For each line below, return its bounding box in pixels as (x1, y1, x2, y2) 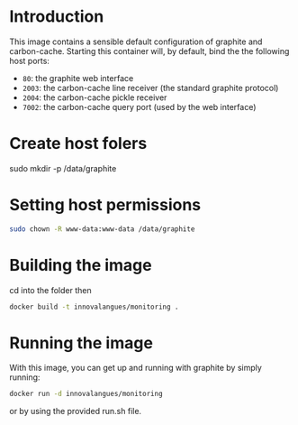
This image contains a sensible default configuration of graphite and (9, 36, 263, 47)
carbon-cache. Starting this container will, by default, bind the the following (9, 45, 290, 56)
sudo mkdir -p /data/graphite (9, 162, 117, 173)
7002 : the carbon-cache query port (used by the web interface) (22, 101, 257, 112)
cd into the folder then (9, 284, 92, 295)
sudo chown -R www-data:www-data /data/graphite (9, 224, 195, 234)
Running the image (9, 332, 153, 353)
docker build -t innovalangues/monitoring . (9, 302, 179, 311)
